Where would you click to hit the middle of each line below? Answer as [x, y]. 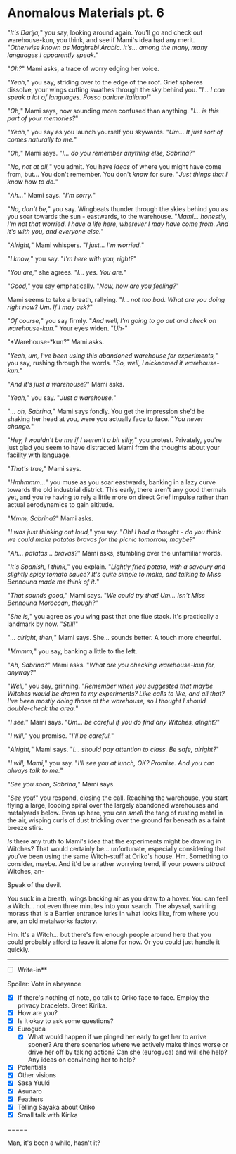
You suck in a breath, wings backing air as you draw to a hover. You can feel [118, 898]
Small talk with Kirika [48, 1115]
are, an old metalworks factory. [52, 921]
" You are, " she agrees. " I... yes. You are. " [67, 272]
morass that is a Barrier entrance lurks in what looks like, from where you [113, 913]
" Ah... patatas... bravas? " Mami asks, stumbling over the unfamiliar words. [115, 553]
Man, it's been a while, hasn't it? [54, 1143]
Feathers [30, 1099]
